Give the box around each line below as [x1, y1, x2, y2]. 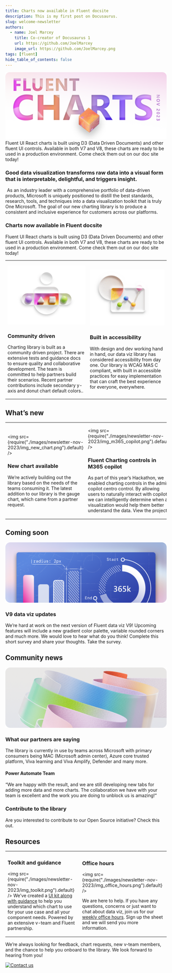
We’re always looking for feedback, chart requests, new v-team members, [5, 941, 162, 947]
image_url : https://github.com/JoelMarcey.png [14, 46, 116, 51]
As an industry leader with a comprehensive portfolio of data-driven [7, 187, 150, 194]
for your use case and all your [7, 909, 70, 915]
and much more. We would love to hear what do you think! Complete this [5, 633, 159, 639]
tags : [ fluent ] [5, 51, 38, 56]
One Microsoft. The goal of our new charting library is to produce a [5, 203, 147, 210]
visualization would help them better [88, 502, 164, 508]
